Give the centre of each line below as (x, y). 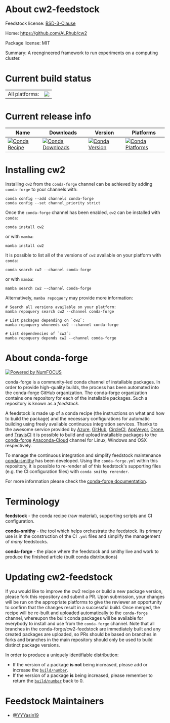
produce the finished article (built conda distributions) (61, 557)
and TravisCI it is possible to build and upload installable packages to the (81, 435)
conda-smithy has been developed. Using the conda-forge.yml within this (82, 460)
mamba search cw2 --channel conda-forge (49, 288)
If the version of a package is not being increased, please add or (80, 664)
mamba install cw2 (25, 246)
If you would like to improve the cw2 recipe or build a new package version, (84, 591)
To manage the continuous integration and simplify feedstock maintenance (83, 455)
